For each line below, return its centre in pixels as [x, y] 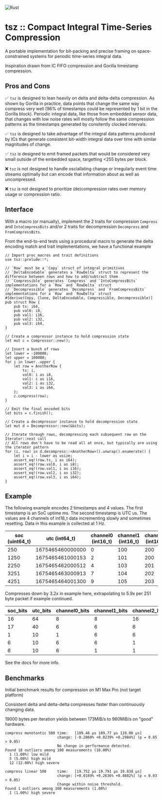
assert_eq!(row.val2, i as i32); [48, 473]
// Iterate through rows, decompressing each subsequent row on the [76, 434]
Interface [19, 210]
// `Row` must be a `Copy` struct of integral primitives [65, 268]
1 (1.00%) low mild [29, 755]
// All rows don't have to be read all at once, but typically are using [81, 443]
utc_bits [42, 611]
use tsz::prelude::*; [27, 259]
